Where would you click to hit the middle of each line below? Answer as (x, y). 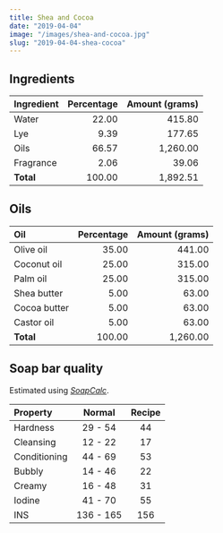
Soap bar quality (56, 369)
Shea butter (39, 293)
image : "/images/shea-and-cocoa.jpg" (80, 34)
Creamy (30, 486)
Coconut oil (38, 263)
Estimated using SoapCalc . (59, 390)
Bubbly (29, 471)
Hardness (34, 427)
